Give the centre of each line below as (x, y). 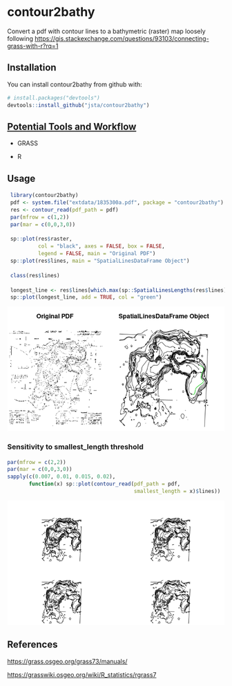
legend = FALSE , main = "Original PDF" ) (97, 254)
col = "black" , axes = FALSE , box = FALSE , (101, 246)
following (20, 38)
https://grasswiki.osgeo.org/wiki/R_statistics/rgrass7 (82, 674)
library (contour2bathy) (44, 195)
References (32, 645)
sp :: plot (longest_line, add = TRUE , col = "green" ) (86, 297)
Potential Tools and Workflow (72, 126)
